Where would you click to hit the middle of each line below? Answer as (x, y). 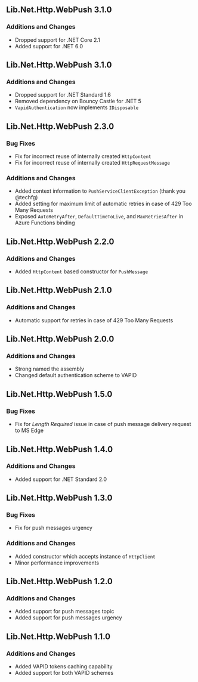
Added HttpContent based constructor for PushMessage (81, 271)
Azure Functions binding (45, 223)
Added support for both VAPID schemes (64, 673)
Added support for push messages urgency (68, 618)
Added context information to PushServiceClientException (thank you (100, 191)
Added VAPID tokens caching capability (64, 666)
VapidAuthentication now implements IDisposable (77, 107)
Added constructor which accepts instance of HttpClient (85, 556)
